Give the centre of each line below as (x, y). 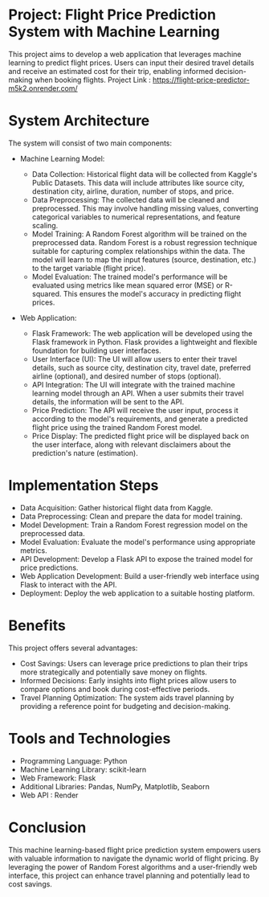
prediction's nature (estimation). (85, 453)
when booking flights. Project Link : (92, 80)
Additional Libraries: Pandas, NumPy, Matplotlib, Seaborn (115, 786)
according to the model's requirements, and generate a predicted (140, 419)
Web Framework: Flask (58, 778)
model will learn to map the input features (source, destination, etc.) (144, 260)
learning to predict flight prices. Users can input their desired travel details (131, 63)
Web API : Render (49, 795)
